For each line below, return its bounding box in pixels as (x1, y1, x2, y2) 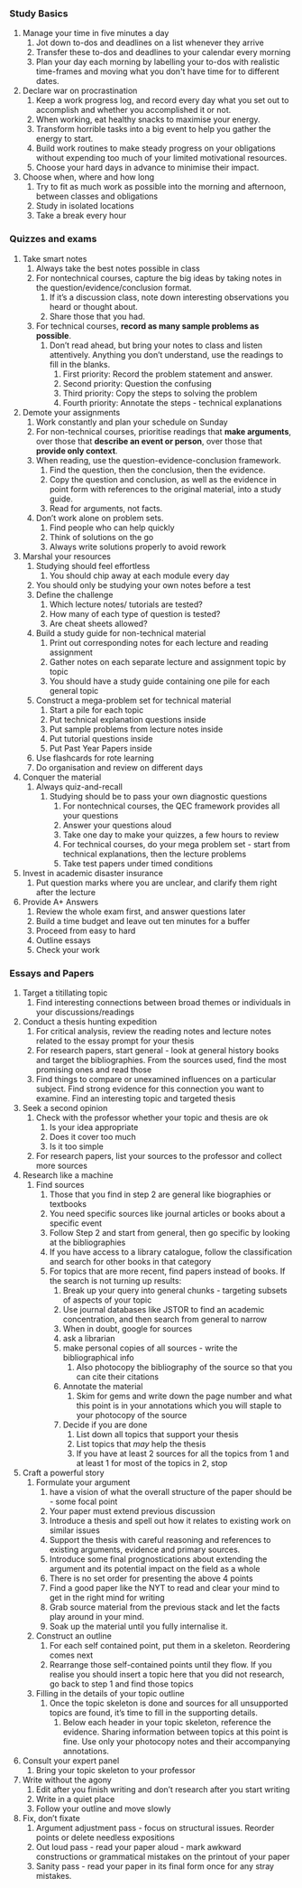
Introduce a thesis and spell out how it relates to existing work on (49, 1515, 291, 1526)
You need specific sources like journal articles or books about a (49, 1208, 286, 1219)
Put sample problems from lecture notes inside (49, 724, 224, 734)
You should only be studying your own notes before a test (35, 579, 251, 590)
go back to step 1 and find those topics (49, 1678, 194, 1689)
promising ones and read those (35, 1064, 152, 1075)
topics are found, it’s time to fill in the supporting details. (49, 1706, 259, 1718)
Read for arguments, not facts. (49, 502, 163, 513)
